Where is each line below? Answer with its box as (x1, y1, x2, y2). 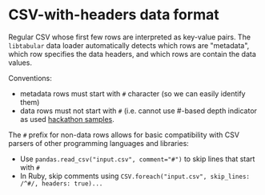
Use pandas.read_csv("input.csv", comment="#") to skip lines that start (19, 154, 255, 164)
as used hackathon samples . (19, 114, 114, 124)
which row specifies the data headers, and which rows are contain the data (8, 49, 256, 59)
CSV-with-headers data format (8, 6, 219, 24)
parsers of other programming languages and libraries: (8, 138, 190, 148)
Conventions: (8, 73, 52, 83)
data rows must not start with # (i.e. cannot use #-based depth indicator (19, 106, 258, 116)
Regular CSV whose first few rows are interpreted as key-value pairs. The (8, 32, 251, 42)
